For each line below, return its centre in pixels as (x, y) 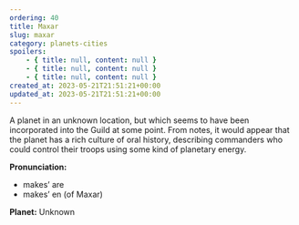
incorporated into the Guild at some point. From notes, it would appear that (149, 129)
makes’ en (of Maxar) (62, 194)
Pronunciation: (38, 167)
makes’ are (43, 184)
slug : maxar (32, 35)
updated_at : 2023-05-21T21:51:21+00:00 (85, 94)
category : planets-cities (58, 43)
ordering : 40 (34, 18)
